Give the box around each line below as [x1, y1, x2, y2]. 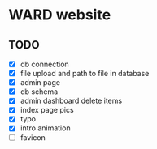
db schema [20, 87, 59, 96]
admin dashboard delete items [20, 96, 123, 106]
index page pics [20, 105, 75, 115]
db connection [20, 59, 69, 69]
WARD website [8, 6, 111, 24]
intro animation [20, 123, 71, 133]
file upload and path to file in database [20, 69, 150, 79]
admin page [20, 78, 61, 87]
